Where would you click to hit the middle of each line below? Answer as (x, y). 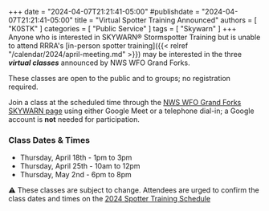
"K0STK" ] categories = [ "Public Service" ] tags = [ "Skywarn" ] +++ (122, 28)
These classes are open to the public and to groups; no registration (120, 78)
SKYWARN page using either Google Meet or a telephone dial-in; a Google (131, 111)
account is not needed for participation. (74, 119)
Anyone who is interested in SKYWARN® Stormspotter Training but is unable (134, 37)
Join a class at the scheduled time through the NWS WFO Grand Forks (125, 102)
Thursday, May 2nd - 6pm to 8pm (76, 175)
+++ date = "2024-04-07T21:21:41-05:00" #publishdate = (104, 12)
